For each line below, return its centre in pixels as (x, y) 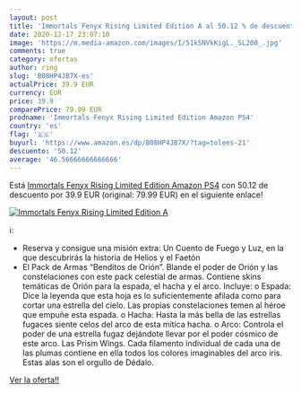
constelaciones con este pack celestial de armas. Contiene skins (142, 276)
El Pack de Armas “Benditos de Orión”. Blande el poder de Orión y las (150, 266)
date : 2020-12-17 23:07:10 (60, 34)
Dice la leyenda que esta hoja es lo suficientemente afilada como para (151, 295)
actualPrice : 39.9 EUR (52, 84)
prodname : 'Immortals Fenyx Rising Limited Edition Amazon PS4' (132, 118)
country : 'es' (36, 127)
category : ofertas (43, 59)
